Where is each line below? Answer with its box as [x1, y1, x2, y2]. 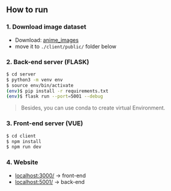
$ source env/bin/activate [6, 82, 74, 89]
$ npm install [6, 138, 42, 144]
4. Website [6, 158, 38, 166]
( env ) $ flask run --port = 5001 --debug [6, 93, 103, 99]
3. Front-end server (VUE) [6, 119, 83, 128]
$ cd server [6, 71, 36, 77]
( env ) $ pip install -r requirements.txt [6, 88, 109, 94]
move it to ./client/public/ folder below [14, 43, 117, 50]
